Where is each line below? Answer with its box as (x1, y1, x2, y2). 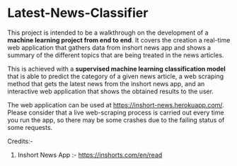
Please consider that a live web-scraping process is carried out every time (7, 108, 224, 117)
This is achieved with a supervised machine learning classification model (7, 64, 226, 73)
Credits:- (7, 136, 33, 146)
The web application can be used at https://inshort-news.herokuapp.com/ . (7, 100, 224, 109)
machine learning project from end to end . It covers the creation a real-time (7, 35, 231, 44)
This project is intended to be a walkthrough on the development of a (7, 28, 209, 37)
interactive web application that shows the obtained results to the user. (7, 87, 214, 95)
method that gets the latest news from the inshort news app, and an (7, 79, 205, 88)
